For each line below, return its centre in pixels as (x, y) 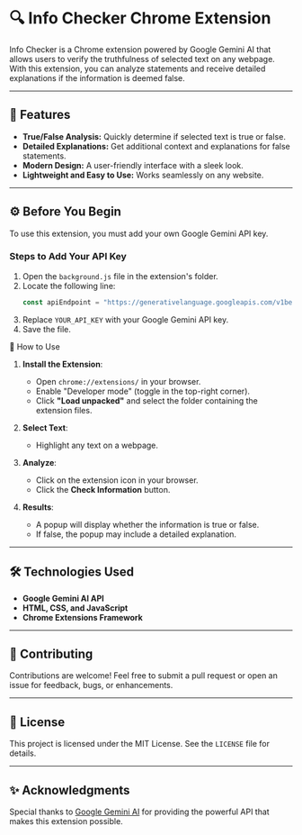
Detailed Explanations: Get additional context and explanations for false (156, 146)
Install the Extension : (62, 364)
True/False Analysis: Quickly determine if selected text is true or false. (154, 136)
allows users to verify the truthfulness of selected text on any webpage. (142, 59)
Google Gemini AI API (63, 598)
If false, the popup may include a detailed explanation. (136, 534)
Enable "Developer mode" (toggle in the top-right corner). (142, 391)
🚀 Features (40, 115)
